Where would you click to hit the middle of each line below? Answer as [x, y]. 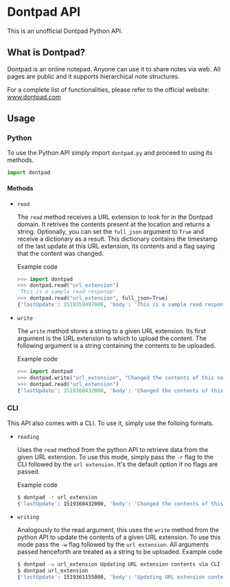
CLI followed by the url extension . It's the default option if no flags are [117, 464]
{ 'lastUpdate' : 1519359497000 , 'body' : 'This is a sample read [110, 305]
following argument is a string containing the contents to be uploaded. [116, 345]
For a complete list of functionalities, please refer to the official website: [108, 89]
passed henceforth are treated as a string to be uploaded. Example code [120, 552]
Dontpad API [44, 12]
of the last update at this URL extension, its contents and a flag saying [116, 246]
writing [28, 517]
